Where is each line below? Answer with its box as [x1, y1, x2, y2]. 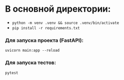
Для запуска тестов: [5, 60, 56, 66]
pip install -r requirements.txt [12, 25, 80, 30]
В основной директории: [5, 3, 111, 15]
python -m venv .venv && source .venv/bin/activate [12, 20, 119, 25]
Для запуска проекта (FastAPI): [5, 37, 84, 43]
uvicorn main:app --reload [5, 48, 60, 53]
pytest [5, 70, 18, 75]
